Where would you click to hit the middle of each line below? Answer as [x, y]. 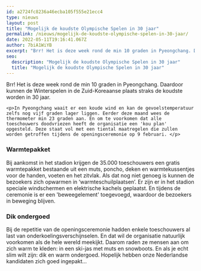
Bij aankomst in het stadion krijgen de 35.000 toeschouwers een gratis [93, 162]
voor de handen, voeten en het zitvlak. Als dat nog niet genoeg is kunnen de [100, 175]
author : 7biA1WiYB [29, 46]
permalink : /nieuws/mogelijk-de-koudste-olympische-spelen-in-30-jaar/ [97, 34]
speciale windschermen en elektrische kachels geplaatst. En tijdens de [93, 188]
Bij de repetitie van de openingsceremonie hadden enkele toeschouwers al [98, 229]
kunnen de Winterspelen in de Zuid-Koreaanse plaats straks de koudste [95, 91]
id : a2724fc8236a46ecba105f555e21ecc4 [54, 12]
